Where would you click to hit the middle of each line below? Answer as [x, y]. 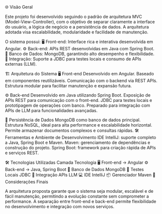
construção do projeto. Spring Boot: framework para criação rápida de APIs [81, 148]
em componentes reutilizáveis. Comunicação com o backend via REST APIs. [81, 81]
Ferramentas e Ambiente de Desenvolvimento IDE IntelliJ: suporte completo [81, 137]
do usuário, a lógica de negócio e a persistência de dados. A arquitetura [77, 27]
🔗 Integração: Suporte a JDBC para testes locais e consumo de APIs [73, 59]
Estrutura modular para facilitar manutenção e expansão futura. [68, 86]
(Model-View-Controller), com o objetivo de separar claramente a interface [80, 22]
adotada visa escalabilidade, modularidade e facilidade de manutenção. [77, 32]
